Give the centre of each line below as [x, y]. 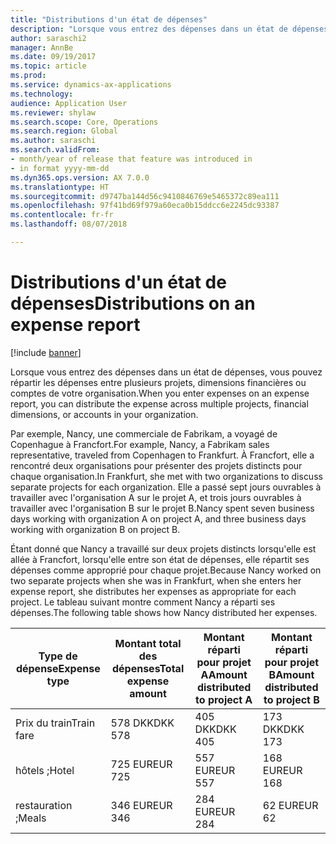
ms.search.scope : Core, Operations [84, 122]
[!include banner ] [46, 352]
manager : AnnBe [42, 47]
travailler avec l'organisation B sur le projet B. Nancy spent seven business [162, 508]
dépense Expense [58, 668]
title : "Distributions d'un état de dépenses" [109, 19]
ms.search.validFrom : [55, 150]
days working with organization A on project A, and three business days [158, 518]
